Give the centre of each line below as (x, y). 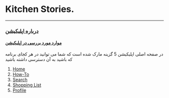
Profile (19, 90)
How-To (21, 74)
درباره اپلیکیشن (22, 31)
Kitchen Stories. (40, 9)
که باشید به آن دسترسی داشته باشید (39, 59)
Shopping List (27, 85)
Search (20, 80)
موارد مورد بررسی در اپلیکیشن (33, 43)
